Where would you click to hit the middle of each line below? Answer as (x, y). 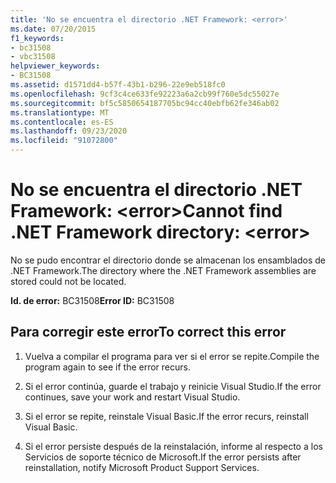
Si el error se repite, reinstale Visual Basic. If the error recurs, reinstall (166, 416)
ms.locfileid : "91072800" (64, 141)
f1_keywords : (37, 38)
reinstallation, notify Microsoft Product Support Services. (142, 467)
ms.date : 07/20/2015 (53, 29)
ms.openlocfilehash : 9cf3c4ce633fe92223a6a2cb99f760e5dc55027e (145, 94)
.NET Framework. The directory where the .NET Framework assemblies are (163, 270)
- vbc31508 (33, 57)
